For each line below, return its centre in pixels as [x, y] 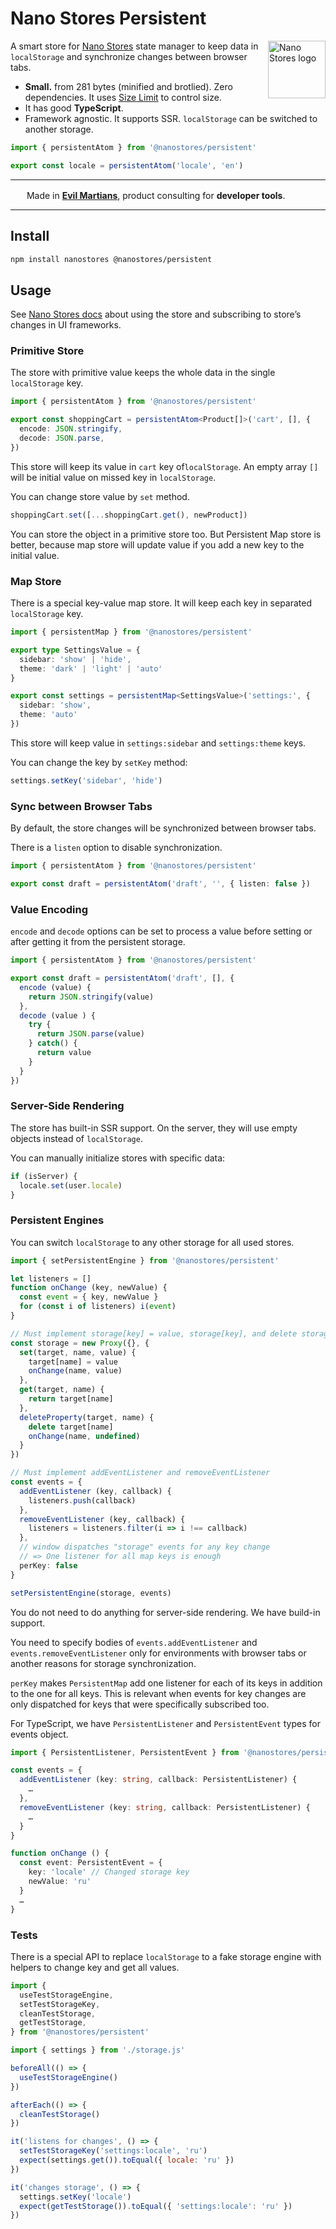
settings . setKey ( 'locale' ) [75, 2197]
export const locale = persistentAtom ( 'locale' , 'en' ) [127, 165]
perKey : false [48, 1565]
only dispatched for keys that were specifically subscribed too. [140, 1704]
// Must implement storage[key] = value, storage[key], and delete [154, 1333]
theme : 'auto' [48, 715]
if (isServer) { [44, 1176]
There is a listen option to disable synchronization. [116, 848]
